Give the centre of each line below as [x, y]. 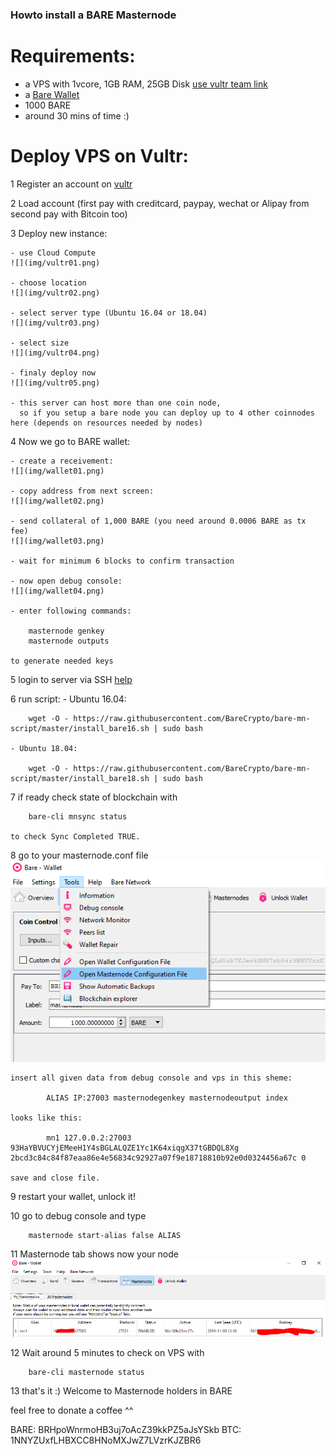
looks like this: [46, 1118]
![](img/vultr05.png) [55, 383]
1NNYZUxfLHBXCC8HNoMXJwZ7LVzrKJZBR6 [106, 1440]
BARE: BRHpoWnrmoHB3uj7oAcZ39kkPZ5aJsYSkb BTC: [126, 1429]
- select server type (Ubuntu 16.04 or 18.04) [109, 313]
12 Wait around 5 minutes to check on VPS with [107, 1352]
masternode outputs [69, 641]
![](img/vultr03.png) [55, 323]
